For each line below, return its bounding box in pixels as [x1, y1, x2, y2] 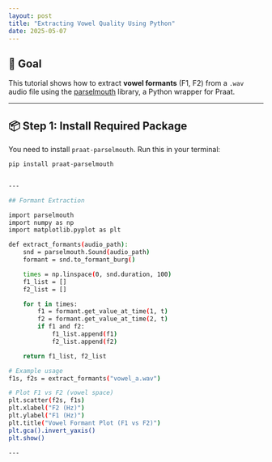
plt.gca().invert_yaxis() [8, 426, 96, 434]
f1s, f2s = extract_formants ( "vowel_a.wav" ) [8, 374, 161, 383]
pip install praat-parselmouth [8, 160, 114, 168]
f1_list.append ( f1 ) [51, 330, 117, 338]
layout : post [8, 11, 53, 20]
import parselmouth [8, 211, 74, 219]
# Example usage [8, 367, 63, 375]
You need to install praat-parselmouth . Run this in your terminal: [8, 145, 221, 154]
